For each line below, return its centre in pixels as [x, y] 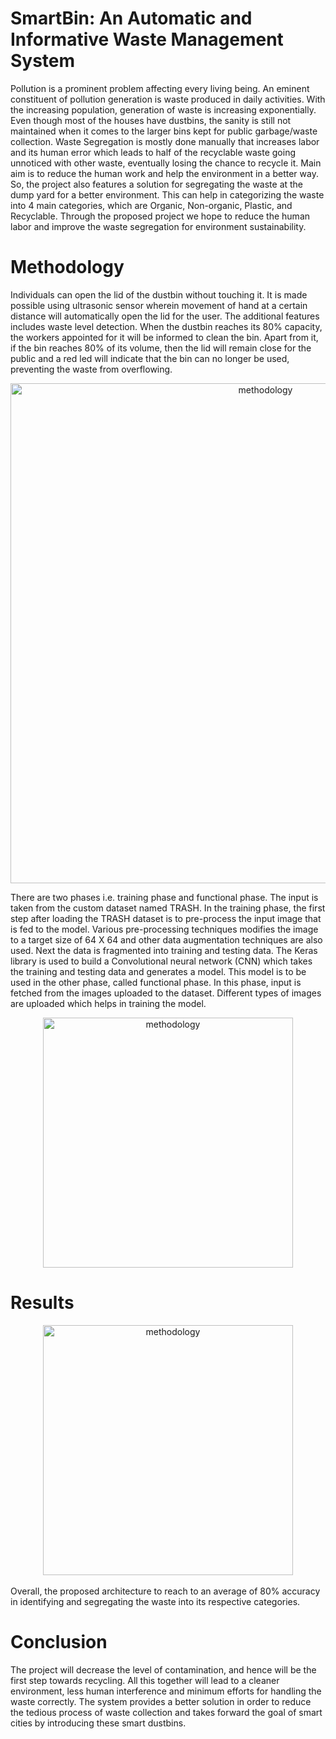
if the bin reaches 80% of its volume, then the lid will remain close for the [161, 348]
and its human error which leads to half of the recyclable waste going [153, 152]
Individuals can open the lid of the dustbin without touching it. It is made [159, 294]
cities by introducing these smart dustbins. [98, 1723]
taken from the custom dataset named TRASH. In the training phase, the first [168, 908]
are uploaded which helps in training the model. [108, 1003]
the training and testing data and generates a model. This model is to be [158, 971]
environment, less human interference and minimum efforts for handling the [166, 1691]
